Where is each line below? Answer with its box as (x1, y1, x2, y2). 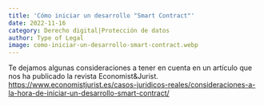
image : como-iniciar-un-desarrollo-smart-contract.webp (8, 41, 198, 49)
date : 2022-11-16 (8, 19, 66, 27)
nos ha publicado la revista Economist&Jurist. (8, 72, 158, 81)
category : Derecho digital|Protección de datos (8, 26, 170, 34)
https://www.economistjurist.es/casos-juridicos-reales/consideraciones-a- (8, 80, 256, 90)
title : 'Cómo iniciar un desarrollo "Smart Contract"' (8, 11, 195, 20)
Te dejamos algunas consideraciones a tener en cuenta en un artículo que (8, 63, 253, 72)
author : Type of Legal (8, 33, 84, 42)
